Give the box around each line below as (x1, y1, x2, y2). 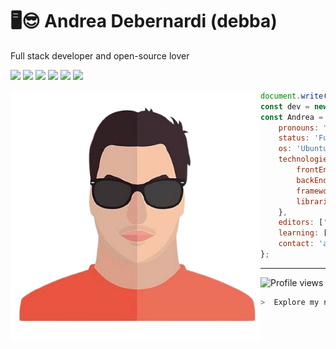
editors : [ (278, 218, 324, 228)
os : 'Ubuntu (278, 144, 328, 154)
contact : (278, 239, 315, 249)
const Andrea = (260, 112, 324, 122)
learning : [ (278, 228, 328, 238)
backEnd (296, 175, 328, 185)
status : (278, 133, 310, 143)
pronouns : (278, 123, 320, 133)
